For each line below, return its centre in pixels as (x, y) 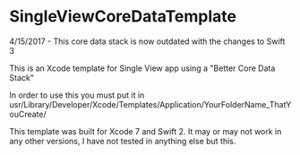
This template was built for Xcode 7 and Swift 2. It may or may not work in (146, 131)
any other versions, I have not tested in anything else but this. (123, 141)
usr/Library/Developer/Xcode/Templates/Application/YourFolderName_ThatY (150, 104)
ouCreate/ (28, 114)
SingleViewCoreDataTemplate (123, 17)
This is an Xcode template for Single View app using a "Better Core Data (142, 68)
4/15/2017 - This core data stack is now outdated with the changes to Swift (147, 41)
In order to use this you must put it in (77, 95)
